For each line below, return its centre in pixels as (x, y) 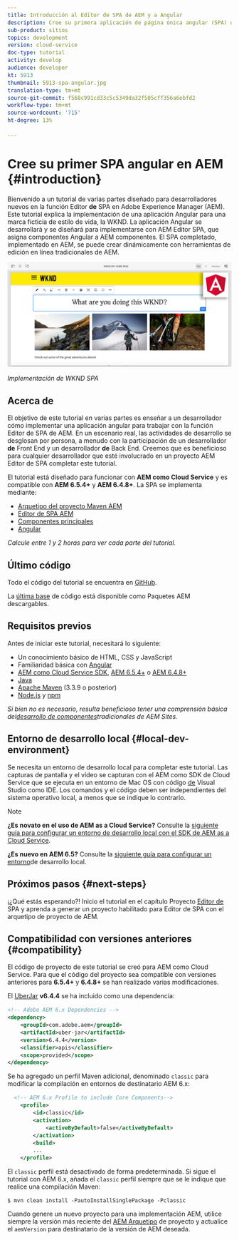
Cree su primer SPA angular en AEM (116, 164)
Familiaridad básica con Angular (65, 665)
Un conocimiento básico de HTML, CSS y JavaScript (95, 657)
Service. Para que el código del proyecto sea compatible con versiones (112, 975)
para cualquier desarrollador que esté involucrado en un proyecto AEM (111, 456)
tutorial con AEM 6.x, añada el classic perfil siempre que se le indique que (117, 1179)
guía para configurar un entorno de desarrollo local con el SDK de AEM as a (118, 832)
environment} (38, 750)
